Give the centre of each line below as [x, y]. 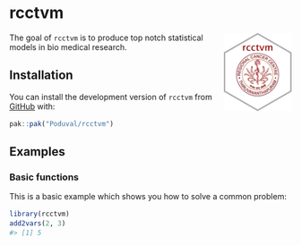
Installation [41, 76]
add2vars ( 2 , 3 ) [38, 224]
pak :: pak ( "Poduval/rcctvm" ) [62, 123]
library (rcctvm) [39, 214]
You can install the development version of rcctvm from [111, 97]
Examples [37, 152]
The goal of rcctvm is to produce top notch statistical [106, 38]
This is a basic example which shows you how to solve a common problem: [148, 197]
